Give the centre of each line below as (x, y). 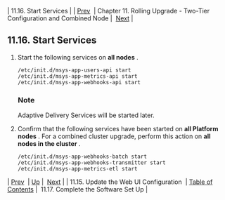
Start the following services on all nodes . (78, 57)
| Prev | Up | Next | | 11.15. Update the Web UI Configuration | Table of (110, 182)
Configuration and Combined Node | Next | (70, 18)
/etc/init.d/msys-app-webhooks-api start (79, 82)
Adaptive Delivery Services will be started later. (86, 115)
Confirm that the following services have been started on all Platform (118, 129)
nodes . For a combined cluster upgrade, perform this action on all (114, 136)
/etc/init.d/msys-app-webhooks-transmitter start (92, 163)
